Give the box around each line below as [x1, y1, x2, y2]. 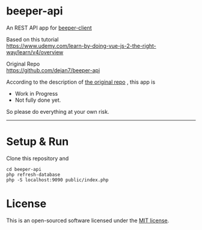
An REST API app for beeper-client [6, 24, 92, 31]
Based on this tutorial [6, 36, 59, 43]
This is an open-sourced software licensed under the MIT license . [6, 217, 170, 224]
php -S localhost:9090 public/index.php [6, 176, 109, 183]
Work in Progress [14, 90, 58, 97]
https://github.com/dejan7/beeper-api [6, 66, 100, 73]
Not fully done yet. [14, 96, 61, 104]
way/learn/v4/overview [6, 48, 64, 55]
